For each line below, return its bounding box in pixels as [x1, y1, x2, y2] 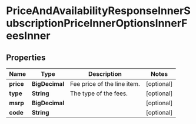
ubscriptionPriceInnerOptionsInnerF [6, 16, 188, 30]
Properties [6, 52, 46, 62]
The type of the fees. [69, 89, 128, 98]
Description [88, 70, 122, 78]
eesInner [6, 29, 51, 42]
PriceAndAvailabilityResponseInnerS [6, 4, 191, 18]
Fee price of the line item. [69, 80, 140, 88]
